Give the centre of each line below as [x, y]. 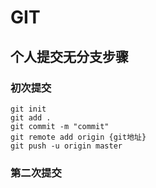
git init [28, 109]
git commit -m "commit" [60, 126]
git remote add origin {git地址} [78, 137]
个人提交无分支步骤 [69, 56]
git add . [31, 117]
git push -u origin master [66, 146]
